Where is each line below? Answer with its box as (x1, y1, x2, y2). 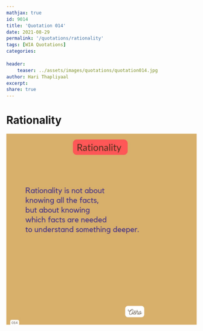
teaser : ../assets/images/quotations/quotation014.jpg (17, 67, 158, 73)
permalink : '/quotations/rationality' (6, 35, 104, 42)
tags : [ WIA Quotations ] (6, 42, 66, 48)
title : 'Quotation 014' (6, 22, 66, 28)
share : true (6, 87, 36, 93)
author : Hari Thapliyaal (6, 73, 69, 80)
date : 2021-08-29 (6, 29, 50, 35)
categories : (6, 48, 36, 55)
